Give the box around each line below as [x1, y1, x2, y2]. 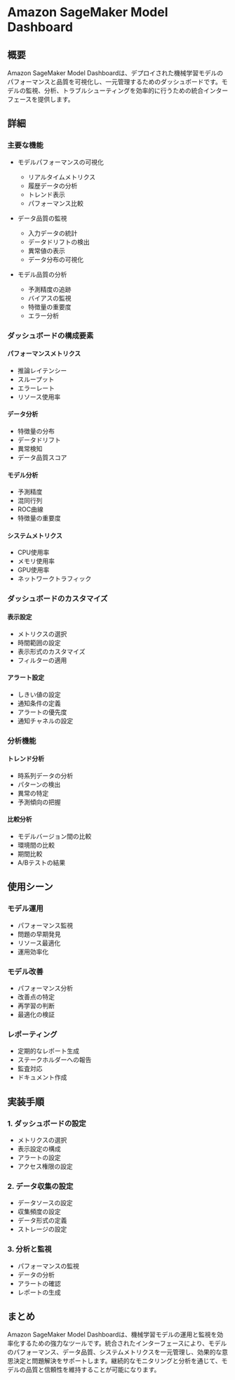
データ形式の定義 [17, 1216, 67, 1225]
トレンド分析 [7, 754, 44, 763]
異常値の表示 [27, 247, 65, 255]
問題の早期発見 [17, 930, 61, 938]
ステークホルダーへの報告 [17, 1056, 92, 1064]
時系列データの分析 [17, 771, 74, 780]
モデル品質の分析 [17, 270, 67, 278]
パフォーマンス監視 [17, 921, 74, 929]
